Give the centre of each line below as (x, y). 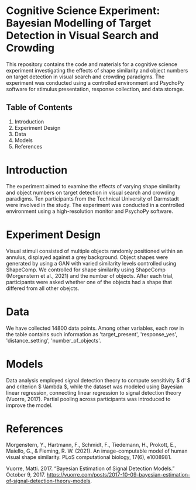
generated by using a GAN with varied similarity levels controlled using (91, 263)
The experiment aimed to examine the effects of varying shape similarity (93, 186)
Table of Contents (39, 107)
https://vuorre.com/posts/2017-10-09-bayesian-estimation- (118, 475)
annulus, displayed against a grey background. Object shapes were (87, 257)
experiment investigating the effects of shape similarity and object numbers (97, 70)
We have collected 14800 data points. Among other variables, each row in (95, 328)
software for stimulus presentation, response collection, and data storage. (95, 89)
